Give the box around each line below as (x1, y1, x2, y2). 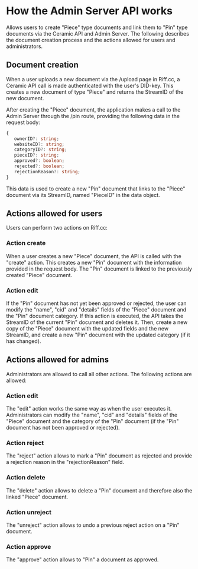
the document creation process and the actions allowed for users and (6, 36, 176, 43)
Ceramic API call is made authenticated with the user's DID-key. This (6, 82, 174, 89)
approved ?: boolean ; (14, 158, 65, 164)
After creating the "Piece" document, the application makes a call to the (6, 106, 181, 113)
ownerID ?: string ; (14, 135, 60, 142)
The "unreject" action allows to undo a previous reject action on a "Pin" (6, 522, 180, 529)
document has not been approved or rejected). (6, 424, 120, 431)
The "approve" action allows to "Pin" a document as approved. (6, 556, 159, 563)
